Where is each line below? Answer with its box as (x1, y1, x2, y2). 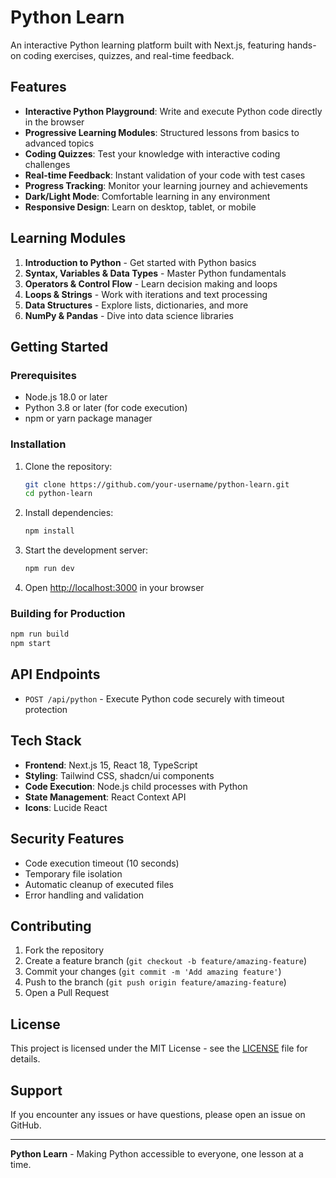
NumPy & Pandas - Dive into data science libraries (24, 309, 234, 321)
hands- (286, 39, 317, 51)
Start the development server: (24, 544, 149, 556)
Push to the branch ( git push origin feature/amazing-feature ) (24, 976, 287, 988)
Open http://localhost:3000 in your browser (24, 582, 205, 594)
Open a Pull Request (24, 987, 110, 999)
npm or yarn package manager (24, 412, 153, 425)
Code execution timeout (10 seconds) (24, 857, 180, 869)
